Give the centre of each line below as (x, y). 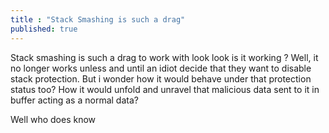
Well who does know (53, 119)
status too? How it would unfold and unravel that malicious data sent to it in (165, 89)
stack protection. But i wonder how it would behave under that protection (161, 78)
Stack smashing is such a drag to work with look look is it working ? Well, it (164, 57)
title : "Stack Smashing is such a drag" (98, 19)
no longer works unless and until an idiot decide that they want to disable (161, 68)
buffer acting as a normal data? (74, 100)
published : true (44, 29)
